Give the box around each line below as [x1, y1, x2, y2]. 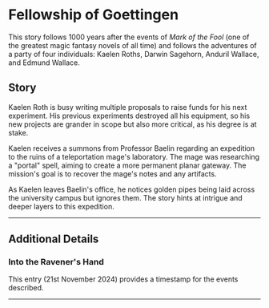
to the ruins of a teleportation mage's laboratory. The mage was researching [8, 152, 260, 161]
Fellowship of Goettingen [8, 6, 179, 24]
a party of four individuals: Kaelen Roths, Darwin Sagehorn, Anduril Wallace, [8, 49, 259, 59]
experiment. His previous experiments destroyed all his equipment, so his [8, 111, 251, 120]
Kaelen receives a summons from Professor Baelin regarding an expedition [8, 143, 255, 153]
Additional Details [8, 233, 99, 246]
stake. [8, 128, 29, 137]
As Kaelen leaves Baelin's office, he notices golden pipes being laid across [8, 184, 255, 194]
